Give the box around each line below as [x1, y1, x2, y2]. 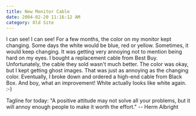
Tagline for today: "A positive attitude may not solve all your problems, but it [6, 97, 191, 104]
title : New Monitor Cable [6, 8, 70, 15]
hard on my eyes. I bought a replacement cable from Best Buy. [6, 54, 158, 62]
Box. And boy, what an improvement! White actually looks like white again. [6, 79, 187, 87]
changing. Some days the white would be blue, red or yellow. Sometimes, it [6, 42, 189, 49]
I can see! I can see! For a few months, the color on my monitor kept [6, 36, 172, 43]
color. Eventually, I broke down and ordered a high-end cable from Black [6, 73, 182, 80]
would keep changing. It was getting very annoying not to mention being [6, 48, 182, 55]
